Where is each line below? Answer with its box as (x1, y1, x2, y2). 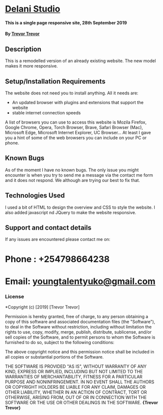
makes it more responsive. (5, 63, 58, 69)
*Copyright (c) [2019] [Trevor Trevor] (5, 304, 80, 310)
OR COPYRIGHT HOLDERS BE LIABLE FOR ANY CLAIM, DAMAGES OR (5, 384, 146, 390)
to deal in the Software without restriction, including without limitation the (5, 324, 152, 330)
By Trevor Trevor (5, 31, 40, 37)
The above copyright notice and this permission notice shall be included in (5, 349, 154, 355)
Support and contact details (5, 224, 91, 232)
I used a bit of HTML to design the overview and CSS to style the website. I (5, 204, 155, 210)
